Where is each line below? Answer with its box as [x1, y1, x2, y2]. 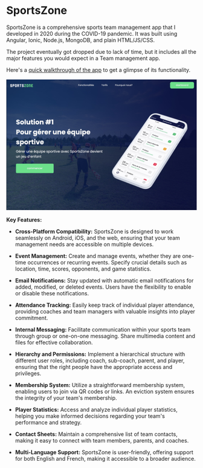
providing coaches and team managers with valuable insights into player [14, 308, 195, 315]
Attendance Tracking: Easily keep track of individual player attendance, [14, 301, 195, 309]
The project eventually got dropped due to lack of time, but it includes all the [6, 48, 196, 55]
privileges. [14, 370, 42, 377]
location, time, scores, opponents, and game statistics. [14, 265, 152, 272]
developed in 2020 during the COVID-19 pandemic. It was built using [6, 30, 178, 37]
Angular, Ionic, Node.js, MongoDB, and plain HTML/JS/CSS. [6, 36, 155, 43]
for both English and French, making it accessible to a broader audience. [14, 455, 196, 463]
